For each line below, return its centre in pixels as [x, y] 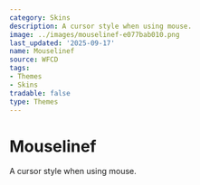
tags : [19, 69]
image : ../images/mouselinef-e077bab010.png [95, 34]
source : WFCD [34, 60]
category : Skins [40, 18]
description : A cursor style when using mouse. [101, 26]
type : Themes [34, 102]
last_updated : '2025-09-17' [62, 43]
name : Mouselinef [42, 51]
